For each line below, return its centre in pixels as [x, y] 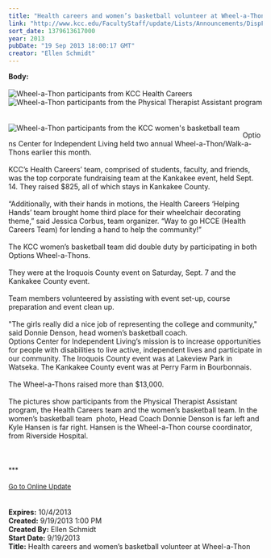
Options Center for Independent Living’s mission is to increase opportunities [135, 341]
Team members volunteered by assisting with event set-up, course [119, 298]
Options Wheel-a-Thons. [50, 255]
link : [17, 23]
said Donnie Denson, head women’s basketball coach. [98, 333]
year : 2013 [27, 38]
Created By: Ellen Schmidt [52, 529]
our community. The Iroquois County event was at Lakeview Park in [120, 358]
